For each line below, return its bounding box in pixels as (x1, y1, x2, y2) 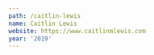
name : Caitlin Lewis (8, 19, 78, 27)
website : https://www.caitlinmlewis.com (8, 27, 147, 35)
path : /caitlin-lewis (8, 11, 81, 20)
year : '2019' (8, 34, 52, 43)
